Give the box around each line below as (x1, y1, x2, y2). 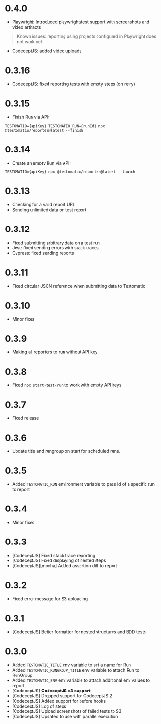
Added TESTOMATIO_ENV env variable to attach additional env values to (12, 677, 150, 683)
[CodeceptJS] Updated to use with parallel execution (12, 713, 118, 719)
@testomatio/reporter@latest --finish (5, 128, 83, 132)
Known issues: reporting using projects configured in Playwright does (16, 33, 157, 39)
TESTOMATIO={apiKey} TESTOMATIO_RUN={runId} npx (5, 123, 105, 129)
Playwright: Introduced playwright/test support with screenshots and (12, 19, 150, 25)
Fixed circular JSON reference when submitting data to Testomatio (12, 283, 145, 289)
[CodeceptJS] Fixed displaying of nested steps (12, 558, 106, 563)
